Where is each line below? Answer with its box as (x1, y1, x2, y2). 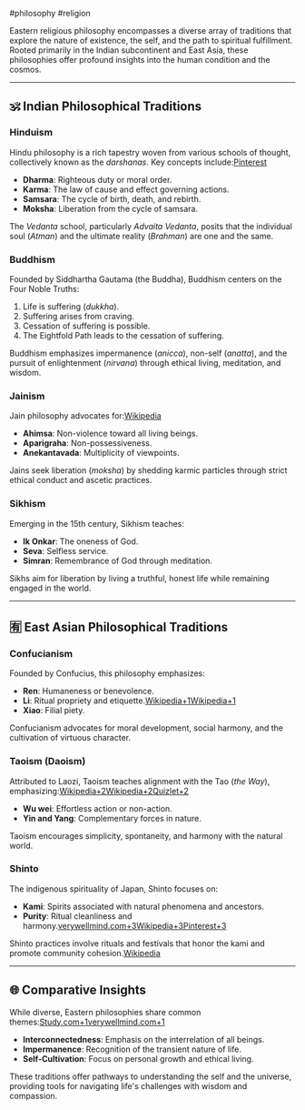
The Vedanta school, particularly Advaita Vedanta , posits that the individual (9, 220, 293, 231)
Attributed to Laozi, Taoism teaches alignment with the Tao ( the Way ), (9, 775, 271, 786)
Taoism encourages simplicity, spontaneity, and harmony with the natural (9, 830, 283, 841)
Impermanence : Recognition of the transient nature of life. (22, 1044, 242, 1054)
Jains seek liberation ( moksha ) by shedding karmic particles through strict (9, 465, 288, 476)
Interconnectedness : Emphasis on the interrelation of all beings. (22, 1034, 265, 1044)
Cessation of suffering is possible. (22, 320, 151, 331)
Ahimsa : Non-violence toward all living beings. (22, 428, 198, 439)
